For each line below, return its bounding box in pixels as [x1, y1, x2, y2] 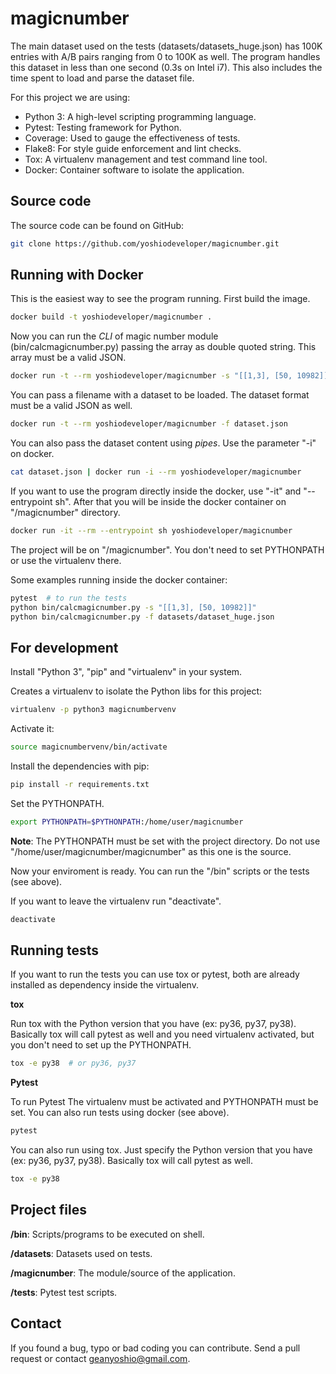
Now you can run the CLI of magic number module [10, 330, 219, 342]
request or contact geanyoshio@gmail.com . [10, 1352, 191, 1364]
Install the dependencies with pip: [10, 760, 150, 772]
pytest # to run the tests [10, 593, 128, 603]
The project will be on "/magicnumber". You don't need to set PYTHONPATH [10, 543, 325, 556]
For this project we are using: [10, 91, 131, 103]
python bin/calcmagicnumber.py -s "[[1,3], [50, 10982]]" [10, 602, 257, 612]
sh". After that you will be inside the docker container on [54, 495, 287, 507]
